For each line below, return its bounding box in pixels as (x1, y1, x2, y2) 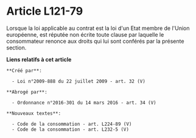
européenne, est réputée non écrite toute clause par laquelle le (6, 31, 164, 38)
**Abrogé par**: (6, 89, 47, 95)
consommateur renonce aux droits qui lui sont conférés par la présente (6, 37, 184, 45)
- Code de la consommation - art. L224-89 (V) (12, 121, 132, 127)
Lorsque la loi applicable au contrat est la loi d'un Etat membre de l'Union (6, 24, 190, 32)
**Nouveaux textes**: (6, 110, 61, 117)
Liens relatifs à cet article (6, 56, 72, 63)
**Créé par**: (6, 67, 43, 74)
